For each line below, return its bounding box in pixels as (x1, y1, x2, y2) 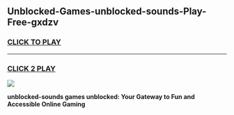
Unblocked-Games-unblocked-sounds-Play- (7, 6, 207, 17)
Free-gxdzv (7, 17, 59, 29)
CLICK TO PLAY (7, 38, 61, 47)
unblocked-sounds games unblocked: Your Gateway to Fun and (7, 92, 195, 100)
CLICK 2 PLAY (7, 63, 56, 73)
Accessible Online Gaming (7, 100, 86, 108)
